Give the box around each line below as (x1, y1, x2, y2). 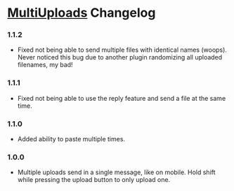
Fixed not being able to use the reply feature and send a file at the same (17, 94, 226, 102)
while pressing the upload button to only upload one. (17, 176, 171, 184)
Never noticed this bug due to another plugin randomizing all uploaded (17, 53, 223, 62)
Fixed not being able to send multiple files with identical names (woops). (17, 45, 227, 54)
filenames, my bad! (17, 61, 73, 69)
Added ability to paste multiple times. (17, 135, 125, 143)
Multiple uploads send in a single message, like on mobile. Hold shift (17, 168, 216, 176)
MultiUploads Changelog (7, 5, 156, 21)
